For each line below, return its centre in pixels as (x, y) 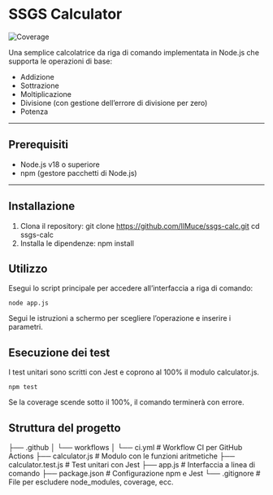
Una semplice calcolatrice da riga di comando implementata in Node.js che (134, 52)
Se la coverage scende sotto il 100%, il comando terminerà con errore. (126, 402)
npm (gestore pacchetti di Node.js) (78, 173)
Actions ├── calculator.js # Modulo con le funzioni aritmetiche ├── (122, 456)
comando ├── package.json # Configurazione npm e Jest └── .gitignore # (134, 473)
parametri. (26, 327)
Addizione (37, 77)
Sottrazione (39, 85)
